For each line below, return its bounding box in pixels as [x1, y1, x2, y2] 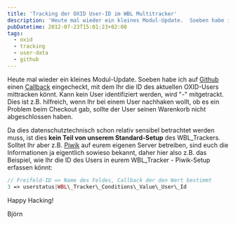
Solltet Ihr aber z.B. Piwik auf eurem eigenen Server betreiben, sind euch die [7, 141, 229, 149]
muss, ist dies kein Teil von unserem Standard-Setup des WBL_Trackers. [7, 133, 221, 142]
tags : [7, 29, 23, 37]
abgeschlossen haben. [7, 112, 73, 121]
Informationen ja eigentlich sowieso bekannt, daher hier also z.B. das [7, 148, 207, 156]
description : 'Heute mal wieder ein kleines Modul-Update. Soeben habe [7, 17, 225, 24]
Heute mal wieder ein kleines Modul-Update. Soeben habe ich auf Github [7, 75, 219, 83]
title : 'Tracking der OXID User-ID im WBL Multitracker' [7, 10, 178, 18]
